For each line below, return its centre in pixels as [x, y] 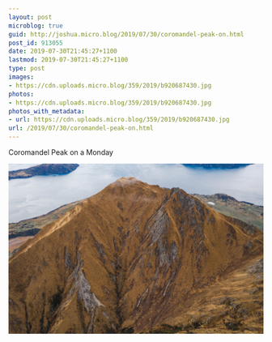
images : [21, 77]
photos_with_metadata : [47, 111]
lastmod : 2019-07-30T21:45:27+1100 [68, 60]
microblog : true [36, 26]
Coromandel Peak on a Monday [61, 152]
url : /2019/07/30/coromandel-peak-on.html [81, 128]
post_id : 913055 [36, 43]
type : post [27, 69]
